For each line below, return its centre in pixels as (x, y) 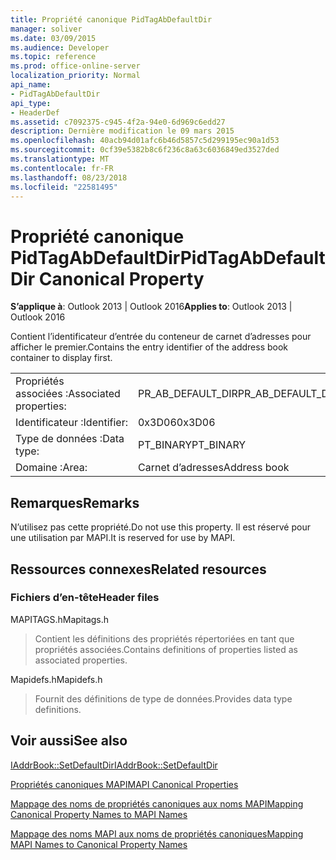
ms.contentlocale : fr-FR (62, 168)
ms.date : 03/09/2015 (53, 38)
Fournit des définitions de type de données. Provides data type (163, 698)
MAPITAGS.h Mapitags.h (60, 619)
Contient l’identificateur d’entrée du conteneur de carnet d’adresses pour (161, 337)
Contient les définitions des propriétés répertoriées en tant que (164, 638)
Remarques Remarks (75, 502)
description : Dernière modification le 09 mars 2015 (122, 131)
